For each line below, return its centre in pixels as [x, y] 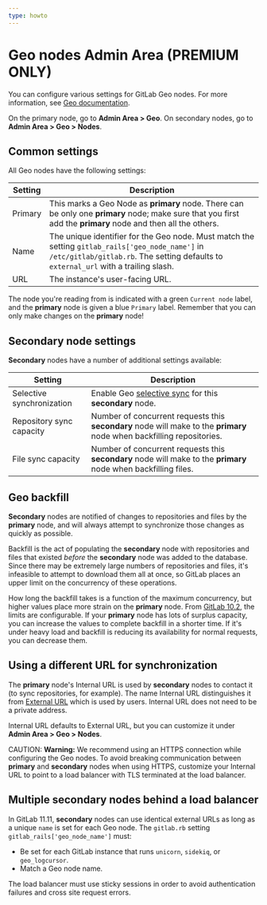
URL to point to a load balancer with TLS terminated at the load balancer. [127, 774]
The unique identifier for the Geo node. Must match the [152, 237]
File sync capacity [46, 459]
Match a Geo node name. [61, 868]
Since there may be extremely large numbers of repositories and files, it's [128, 566]
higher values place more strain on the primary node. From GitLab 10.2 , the [132, 607]
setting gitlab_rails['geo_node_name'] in [126, 246]
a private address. [38, 710]
